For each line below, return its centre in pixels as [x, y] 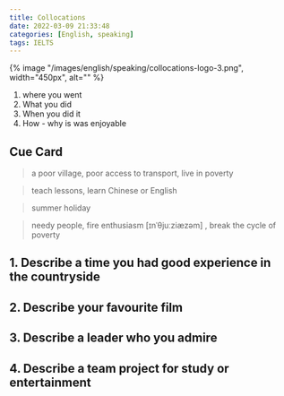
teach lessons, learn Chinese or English [104, 191]
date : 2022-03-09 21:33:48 [60, 26]
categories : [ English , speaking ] [72, 34]
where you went [52, 95]
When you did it [51, 114]
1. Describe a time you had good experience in [140, 263]
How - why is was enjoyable [74, 124]
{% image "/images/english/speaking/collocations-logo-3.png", [127, 68]
